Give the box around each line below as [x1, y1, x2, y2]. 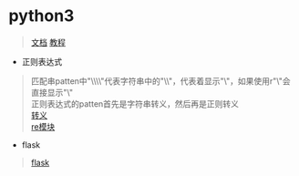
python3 [8, 5, 75, 26]
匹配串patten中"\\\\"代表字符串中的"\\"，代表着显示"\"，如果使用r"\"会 [30, 75, 291, 87]
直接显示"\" [30, 87, 74, 98]
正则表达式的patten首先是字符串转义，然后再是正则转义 [30, 98, 239, 109]
